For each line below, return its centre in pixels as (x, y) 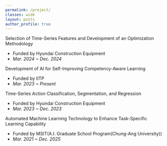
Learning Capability (26, 124)
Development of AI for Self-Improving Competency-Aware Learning (75, 69)
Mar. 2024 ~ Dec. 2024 (37, 59)
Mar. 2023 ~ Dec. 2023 (37, 109)
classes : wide (20, 15)
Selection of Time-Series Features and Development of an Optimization (80, 38)
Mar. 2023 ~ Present (34, 84)
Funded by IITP (28, 78)
